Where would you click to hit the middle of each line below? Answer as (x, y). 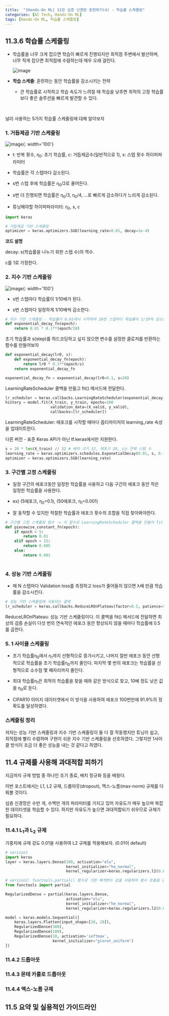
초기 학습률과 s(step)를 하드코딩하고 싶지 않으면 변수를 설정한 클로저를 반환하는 (83, 339)
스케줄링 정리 (20, 720)
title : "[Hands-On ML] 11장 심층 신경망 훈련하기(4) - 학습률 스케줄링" (75, 10)
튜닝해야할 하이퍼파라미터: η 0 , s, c (46, 207)
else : (20, 551)
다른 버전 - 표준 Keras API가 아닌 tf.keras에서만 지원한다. (61, 439)
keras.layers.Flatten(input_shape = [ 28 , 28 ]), (63, 922)
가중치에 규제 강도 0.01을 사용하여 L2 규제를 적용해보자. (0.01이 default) (76, 843)
